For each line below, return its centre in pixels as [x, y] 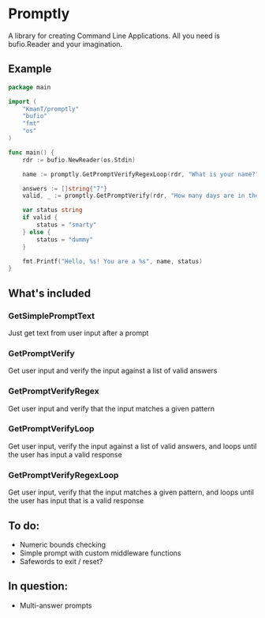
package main [30, 87]
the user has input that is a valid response [76, 501]
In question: [38, 586]
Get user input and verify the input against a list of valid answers [113, 371]
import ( [22, 101]
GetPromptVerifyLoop [51, 429]
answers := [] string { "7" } [65, 188]
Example [30, 69]
